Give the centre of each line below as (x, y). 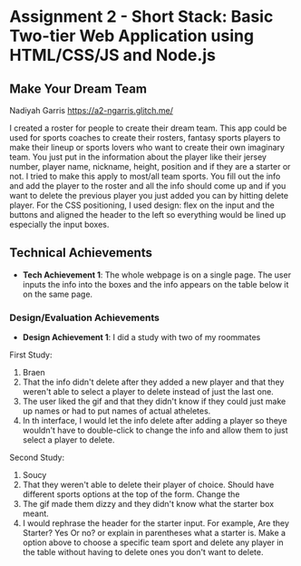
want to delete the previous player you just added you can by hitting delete (149, 195)
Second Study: (37, 458)
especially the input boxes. (59, 224)
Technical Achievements (81, 253)
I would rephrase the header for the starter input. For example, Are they (156, 523)
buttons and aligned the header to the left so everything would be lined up (148, 215)
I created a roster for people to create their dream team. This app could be (148, 128)
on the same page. (58, 294)
